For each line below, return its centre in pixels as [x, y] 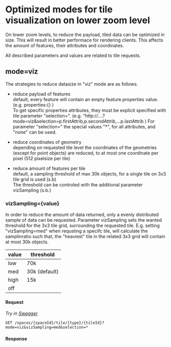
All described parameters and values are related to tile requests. [73, 55]
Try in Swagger [22, 314]
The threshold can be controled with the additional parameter [78, 185]
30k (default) [43, 272]
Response [16, 339]
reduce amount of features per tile [49, 168]
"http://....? [94, 115]
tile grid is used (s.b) [34, 179]
